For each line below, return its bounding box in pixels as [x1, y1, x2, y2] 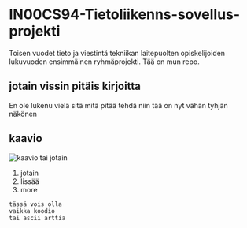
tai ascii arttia [9, 214, 66, 222]
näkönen [9, 109, 38, 118]
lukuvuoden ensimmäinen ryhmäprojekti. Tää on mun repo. [9, 57, 200, 66]
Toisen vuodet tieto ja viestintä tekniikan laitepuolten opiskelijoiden [9, 48, 226, 58]
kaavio [9, 132, 42, 145]
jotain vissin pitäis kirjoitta [9, 80, 141, 93]
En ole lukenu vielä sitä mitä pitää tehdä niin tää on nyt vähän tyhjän [9, 100, 229, 110]
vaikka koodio [9, 207, 56, 215]
